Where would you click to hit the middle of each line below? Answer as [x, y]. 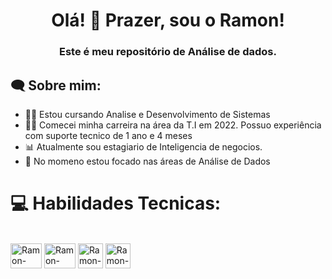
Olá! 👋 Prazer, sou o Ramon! [168, 20]
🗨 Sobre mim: [56, 85]
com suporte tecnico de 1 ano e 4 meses [108, 135]
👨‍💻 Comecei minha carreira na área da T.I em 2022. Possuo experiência [173, 125]
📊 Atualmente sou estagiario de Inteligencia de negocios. [143, 146]
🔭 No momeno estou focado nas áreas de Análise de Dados [147, 161]
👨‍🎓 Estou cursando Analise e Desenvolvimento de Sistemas [147, 114]
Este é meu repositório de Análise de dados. [168, 52]
